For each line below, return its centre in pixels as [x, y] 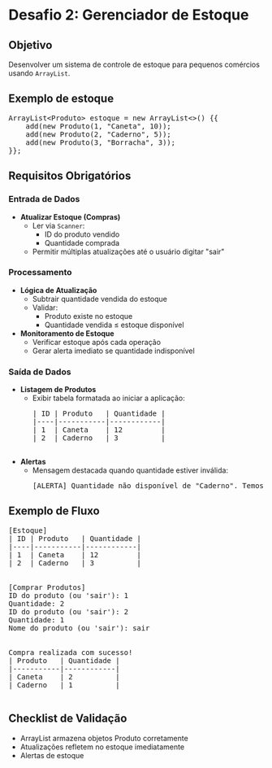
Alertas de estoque [52, 755]
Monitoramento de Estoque [67, 333]
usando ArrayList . [39, 73]
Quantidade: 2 [37, 603]
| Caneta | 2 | [64, 676]
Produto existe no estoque [89, 316]
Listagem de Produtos [58, 390]
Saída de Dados [40, 372]
